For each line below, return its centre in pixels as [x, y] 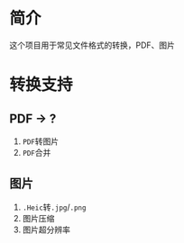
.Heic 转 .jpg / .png [54, 207]
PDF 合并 [37, 152]
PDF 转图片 [41, 141]
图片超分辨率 [46, 229]
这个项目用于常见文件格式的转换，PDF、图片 [92, 45]
